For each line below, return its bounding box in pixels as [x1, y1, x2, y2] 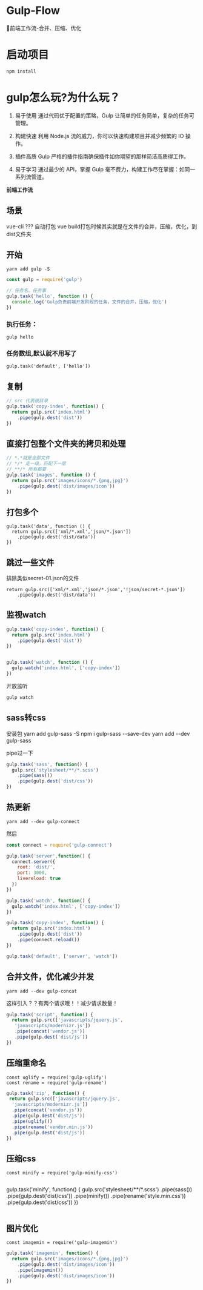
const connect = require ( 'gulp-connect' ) [6, 842, 113, 848]
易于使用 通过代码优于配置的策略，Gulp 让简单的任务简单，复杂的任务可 [15, 111, 195, 119]
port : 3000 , [17, 870, 47, 876]
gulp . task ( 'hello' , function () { [6, 293, 94, 300]
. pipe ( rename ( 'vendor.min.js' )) [12, 1124, 94, 1130]
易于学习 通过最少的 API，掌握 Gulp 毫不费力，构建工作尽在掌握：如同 [15, 165, 190, 173]
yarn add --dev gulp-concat [6, 988, 78, 994]
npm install [6, 68, 36, 74]
